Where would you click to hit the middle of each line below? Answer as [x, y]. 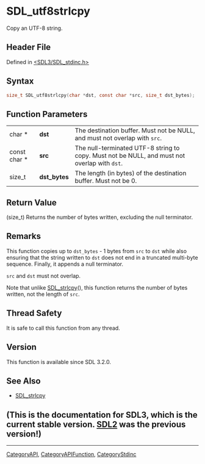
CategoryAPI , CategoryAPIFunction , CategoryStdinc [71, 454]
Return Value [31, 202]
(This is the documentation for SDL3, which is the [102, 415]
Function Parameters [47, 114]
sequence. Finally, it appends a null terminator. [65, 264]
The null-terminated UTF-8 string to [127, 148]
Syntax [20, 81]
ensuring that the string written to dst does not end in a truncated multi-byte [102, 257]
